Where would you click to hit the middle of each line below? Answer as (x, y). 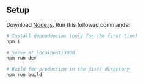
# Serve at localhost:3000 (41, 52)
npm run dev (21, 58)
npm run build (24, 75)
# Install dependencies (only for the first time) (72, 36)
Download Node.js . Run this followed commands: (68, 24)
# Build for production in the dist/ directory (68, 69)
